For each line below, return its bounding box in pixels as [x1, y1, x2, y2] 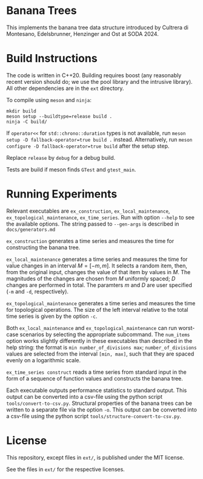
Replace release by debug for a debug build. [6, 154, 116, 161]
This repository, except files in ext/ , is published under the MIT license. [6, 453, 185, 461]
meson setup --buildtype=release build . [6, 113, 113, 119]
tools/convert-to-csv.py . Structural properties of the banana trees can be [6, 399, 193, 407]
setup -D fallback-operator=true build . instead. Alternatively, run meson [6, 136, 193, 143]
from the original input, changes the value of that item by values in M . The [6, 268, 191, 275]
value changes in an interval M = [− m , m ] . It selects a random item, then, [6, 262, 188, 269]
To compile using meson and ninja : [6, 96, 92, 103]
